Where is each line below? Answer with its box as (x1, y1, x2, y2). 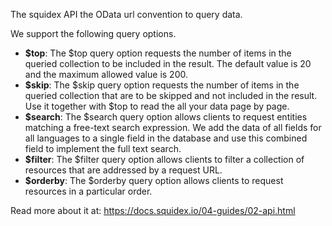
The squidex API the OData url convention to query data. (10, 9, 243, 20)
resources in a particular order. (24, 185, 153, 197)
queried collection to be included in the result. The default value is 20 (24, 58, 312, 69)
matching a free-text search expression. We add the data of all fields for (24, 122, 322, 133)
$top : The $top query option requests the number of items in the (24, 47, 292, 59)
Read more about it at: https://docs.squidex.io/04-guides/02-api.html (10, 205, 296, 216)
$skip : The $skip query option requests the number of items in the (24, 79, 300, 91)
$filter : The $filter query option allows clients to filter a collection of (24, 154, 305, 165)
